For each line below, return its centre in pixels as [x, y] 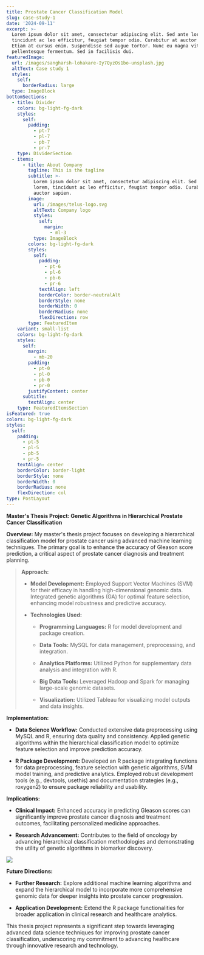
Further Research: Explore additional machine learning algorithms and [103, 883]
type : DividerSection [44, 153]
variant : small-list [43, 329]
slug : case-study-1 [31, 18]
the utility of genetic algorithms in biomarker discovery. [84, 848]
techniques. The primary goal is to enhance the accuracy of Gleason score [100, 547]
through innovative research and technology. [62, 945]
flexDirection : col [42, 493]
